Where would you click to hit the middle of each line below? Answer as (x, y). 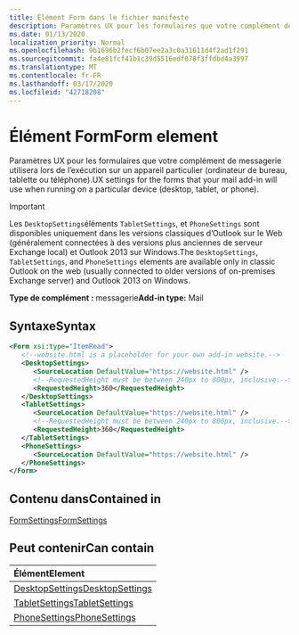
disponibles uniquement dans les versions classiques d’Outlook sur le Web (146, 234)
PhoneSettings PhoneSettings (75, 617)
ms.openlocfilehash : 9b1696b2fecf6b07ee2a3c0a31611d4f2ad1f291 (129, 51)
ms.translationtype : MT (53, 68)
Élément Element (49, 573)
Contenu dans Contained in (85, 499)
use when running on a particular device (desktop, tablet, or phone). (134, 189)
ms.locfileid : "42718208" (57, 92)
